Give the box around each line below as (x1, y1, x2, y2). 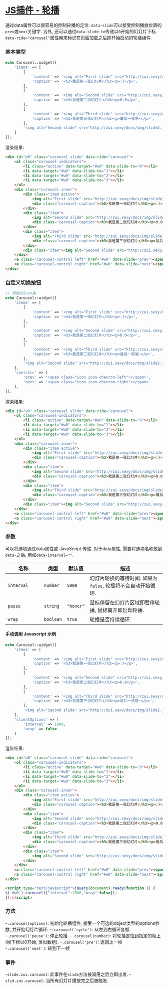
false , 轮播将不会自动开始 (89, 582, 151, 589)
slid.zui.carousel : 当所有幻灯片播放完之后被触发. (5, 977, 108, 983)
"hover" (66, 603, 85, 609)
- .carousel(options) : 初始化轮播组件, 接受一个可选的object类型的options (5, 920, 155, 926)
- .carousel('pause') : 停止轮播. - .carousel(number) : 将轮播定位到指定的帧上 (5, 932, 161, 938)
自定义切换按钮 (5, 279, 41, 286)
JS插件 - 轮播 (5, 5, 60, 16)
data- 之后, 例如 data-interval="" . (5, 552, 74, 558)
